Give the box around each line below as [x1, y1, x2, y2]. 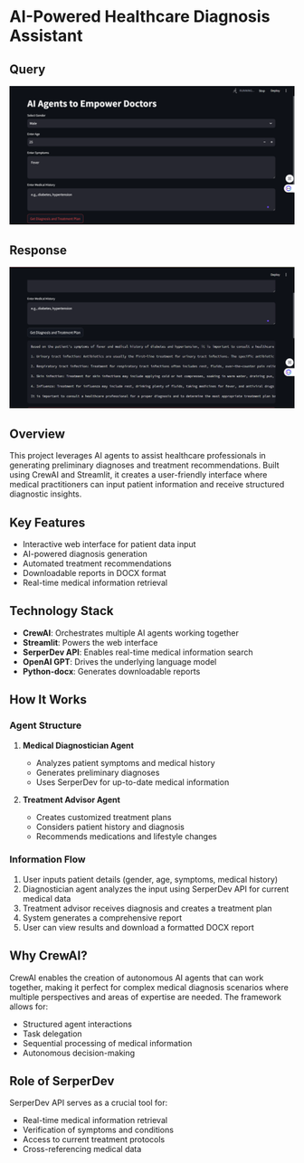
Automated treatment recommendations [22, 558, 172, 569]
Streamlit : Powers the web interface [22, 637, 158, 648]
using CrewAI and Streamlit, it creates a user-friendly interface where [9, 469, 268, 480]
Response [9, 242, 68, 258]
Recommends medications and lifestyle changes [35, 830, 217, 842]
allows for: [9, 1001, 49, 1012]
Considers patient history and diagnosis [35, 821, 185, 832]
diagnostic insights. [9, 488, 82, 499]
